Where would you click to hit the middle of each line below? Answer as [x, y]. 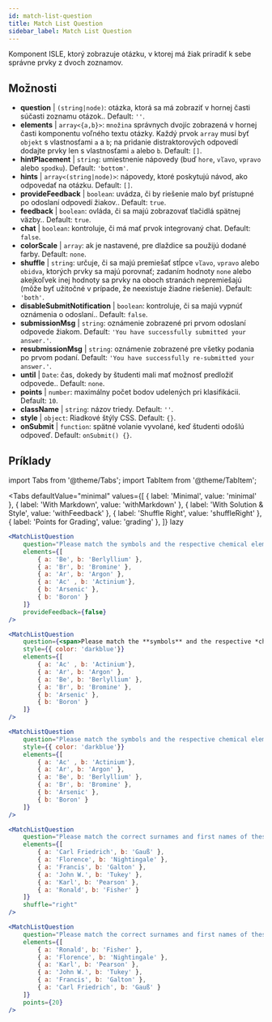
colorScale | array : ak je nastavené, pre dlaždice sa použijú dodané [133, 246]
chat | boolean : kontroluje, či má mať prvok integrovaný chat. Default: [135, 229]
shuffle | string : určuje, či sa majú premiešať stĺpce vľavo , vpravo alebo [140, 263]
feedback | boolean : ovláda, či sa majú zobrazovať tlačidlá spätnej [130, 211]
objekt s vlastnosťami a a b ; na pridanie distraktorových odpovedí [129, 142]
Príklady [30, 460]
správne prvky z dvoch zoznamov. [66, 62]
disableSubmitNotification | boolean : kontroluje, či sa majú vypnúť [131, 306]
